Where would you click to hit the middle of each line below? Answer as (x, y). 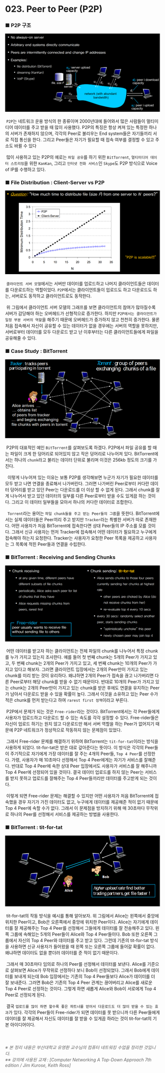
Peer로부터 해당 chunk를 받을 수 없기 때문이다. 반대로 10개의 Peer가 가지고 (82, 682)
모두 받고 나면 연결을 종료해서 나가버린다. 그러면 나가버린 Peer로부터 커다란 (77, 484)
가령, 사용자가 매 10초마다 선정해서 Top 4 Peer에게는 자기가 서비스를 (77, 760)
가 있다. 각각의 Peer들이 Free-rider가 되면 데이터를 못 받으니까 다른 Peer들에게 (84, 1012)
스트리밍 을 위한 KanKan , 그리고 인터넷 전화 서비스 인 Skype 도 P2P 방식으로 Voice (84, 163)
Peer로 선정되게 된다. (26, 995)
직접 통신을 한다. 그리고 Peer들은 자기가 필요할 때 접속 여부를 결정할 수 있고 (82, 139)
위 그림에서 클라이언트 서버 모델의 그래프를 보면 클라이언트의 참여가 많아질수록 (81, 307)
